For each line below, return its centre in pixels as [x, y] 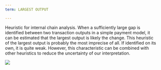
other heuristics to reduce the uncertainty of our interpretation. [68, 53]
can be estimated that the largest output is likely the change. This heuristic [79, 38]
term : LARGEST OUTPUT [27, 9]
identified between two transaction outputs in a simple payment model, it [78, 32]
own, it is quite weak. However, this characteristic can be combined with [77, 48]
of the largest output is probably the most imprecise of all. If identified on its [80, 43]
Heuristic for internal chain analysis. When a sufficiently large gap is [73, 28]
